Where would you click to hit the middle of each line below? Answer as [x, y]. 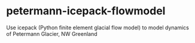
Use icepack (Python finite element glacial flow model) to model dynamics [98, 27]
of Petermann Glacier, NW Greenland [52, 33]
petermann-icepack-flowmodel [86, 11]
